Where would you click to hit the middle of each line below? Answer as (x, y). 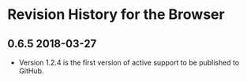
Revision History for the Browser (116, 15)
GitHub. (31, 71)
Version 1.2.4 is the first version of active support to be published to (129, 62)
